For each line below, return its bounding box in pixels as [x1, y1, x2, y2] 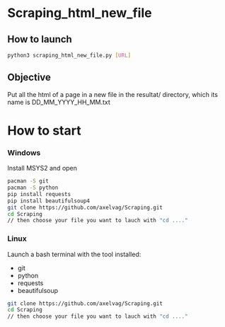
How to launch [7, 33, 72, 45]
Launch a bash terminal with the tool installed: [7, 250, 142, 258]
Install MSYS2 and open [7, 164, 78, 173]
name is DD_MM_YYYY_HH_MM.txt [7, 98, 111, 106]
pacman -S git [7, 178, 50, 185]
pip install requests [7, 190, 71, 197]
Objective [7, 71, 52, 84]
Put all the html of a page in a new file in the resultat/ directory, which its [7, 90, 218, 98]
